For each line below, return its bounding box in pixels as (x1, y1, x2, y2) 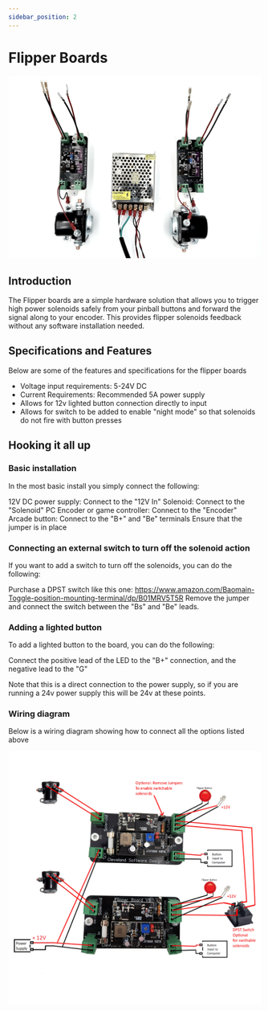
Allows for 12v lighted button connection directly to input (19, 398, 207, 407)
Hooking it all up (8, 439, 91, 452)
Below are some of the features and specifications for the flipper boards (8, 366, 247, 375)
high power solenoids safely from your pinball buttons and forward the (8, 304, 242, 313)
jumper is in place (8, 522, 67, 532)
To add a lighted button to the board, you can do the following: (8, 640, 215, 650)
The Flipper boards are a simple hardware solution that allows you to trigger (8, 296, 259, 305)
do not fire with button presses (19, 415, 122, 425)
